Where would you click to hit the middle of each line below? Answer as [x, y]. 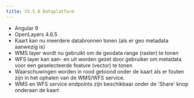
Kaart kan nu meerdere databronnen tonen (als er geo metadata [91, 40]
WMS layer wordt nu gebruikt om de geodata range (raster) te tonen [97, 52]
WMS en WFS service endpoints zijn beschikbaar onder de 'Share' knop [101, 84]
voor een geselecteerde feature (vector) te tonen [73, 65]
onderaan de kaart [37, 90]
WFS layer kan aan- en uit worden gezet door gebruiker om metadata [98, 59]
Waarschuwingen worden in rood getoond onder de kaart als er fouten [99, 71]
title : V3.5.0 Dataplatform [40, 11]
